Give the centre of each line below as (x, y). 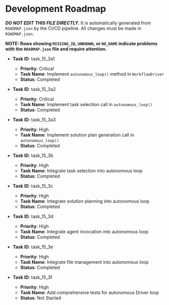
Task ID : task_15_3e (33, 247)
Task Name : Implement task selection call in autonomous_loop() (86, 104)
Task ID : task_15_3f (32, 277)
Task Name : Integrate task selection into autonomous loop (81, 171)
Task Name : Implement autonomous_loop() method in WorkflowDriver (92, 74)
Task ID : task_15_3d (33, 216)
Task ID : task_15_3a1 (33, 58)
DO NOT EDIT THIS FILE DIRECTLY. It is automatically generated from (78, 23)
